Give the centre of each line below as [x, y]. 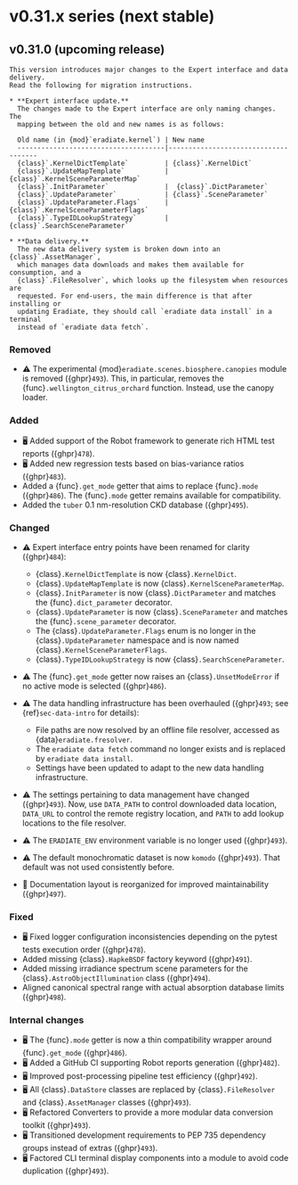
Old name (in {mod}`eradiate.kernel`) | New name [111, 140]
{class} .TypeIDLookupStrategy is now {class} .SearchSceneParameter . [160, 659]
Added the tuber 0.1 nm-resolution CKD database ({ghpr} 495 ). [135, 505]
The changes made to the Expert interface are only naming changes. [147, 109]
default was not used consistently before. [98, 867]
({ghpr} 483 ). [44, 476]
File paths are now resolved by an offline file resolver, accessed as [157, 729]
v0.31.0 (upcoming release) [87, 49]
